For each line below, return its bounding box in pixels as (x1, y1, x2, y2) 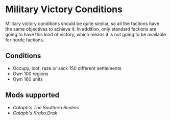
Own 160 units (12, 76, 43, 82)
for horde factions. (5, 37, 44, 43)
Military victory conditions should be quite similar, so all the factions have (5, 20, 160, 27)
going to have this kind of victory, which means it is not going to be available (5, 31, 166, 37)
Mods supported (5, 91, 60, 100)
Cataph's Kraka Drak (12, 110, 58, 116)
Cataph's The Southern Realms (12, 104, 79, 110)
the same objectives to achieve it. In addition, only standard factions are (5, 26, 157, 32)
